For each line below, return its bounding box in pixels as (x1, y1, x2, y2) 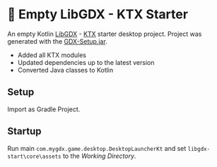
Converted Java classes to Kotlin (17, 66, 114, 74)
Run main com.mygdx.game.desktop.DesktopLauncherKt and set (7, 144, 187, 152)
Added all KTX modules (17, 51, 87, 59)
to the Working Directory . (62, 151, 136, 160)
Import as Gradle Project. (7, 105, 81, 113)
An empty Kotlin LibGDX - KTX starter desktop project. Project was (7, 30, 202, 38)
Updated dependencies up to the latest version (17, 58, 155, 66)
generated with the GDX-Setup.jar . (7, 37, 107, 45)
